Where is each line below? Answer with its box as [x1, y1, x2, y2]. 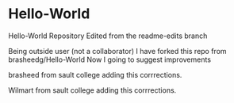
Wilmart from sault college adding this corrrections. [8, 85, 177, 95]
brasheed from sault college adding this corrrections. [8, 70, 182, 79]
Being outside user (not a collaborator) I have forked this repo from [8, 46, 228, 55]
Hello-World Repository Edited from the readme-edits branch [8, 31, 208, 40]
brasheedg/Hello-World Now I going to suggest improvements [8, 55, 212, 64]
